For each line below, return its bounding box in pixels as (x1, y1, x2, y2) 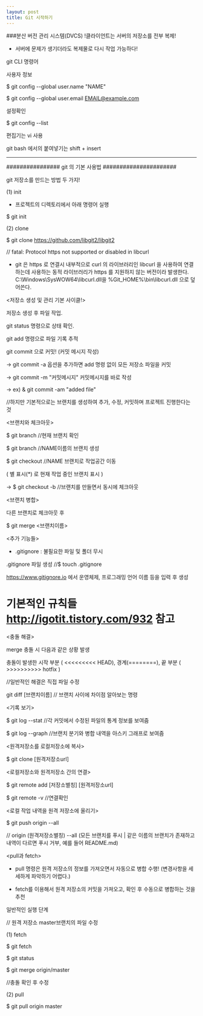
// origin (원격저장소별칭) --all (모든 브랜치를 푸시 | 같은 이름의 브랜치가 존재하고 (6, 832, 195, 839)
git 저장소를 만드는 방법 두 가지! (6, 176, 80, 183)
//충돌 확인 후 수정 (6, 979, 50, 986)
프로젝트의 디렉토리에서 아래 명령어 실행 (14, 201, 109, 208)
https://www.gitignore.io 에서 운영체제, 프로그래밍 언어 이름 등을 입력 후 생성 (6, 573, 188, 580)
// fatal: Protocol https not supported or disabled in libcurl (6, 248, 149, 255)
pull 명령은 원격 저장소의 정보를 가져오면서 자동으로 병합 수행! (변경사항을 (14, 865, 187, 872)
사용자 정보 (6, 70, 33, 78)
